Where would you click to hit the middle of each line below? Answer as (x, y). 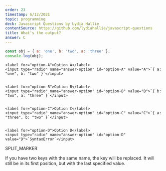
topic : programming (25, 19)
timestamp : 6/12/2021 (28, 14)
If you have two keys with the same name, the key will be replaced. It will (80, 158)
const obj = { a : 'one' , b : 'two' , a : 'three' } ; (58, 51)
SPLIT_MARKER (21, 148)
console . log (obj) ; (24, 56)
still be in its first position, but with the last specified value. (65, 163)
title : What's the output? (33, 33)
